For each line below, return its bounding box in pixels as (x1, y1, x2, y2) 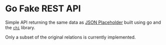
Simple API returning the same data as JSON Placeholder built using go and (5, 19, 161, 25)
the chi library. (5, 24, 35, 30)
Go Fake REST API (5, 3, 81, 14)
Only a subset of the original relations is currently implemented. (5, 34, 136, 40)
